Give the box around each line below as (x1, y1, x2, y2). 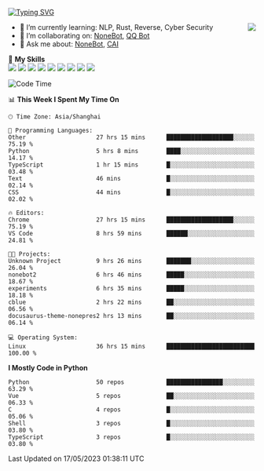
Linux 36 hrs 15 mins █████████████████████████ (8, 342, 255, 350)
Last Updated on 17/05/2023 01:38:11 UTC (8, 454, 145, 463)
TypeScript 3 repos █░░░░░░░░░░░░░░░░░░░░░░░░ (8, 433, 255, 441)
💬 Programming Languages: (8, 126, 93, 134)
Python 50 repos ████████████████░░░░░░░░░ (8, 378, 255, 386)
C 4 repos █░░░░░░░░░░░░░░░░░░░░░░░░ (8, 406, 255, 414)
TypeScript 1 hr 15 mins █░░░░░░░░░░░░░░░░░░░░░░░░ (8, 161, 255, 169)
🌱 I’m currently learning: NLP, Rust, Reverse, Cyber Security (19, 23, 214, 31)
